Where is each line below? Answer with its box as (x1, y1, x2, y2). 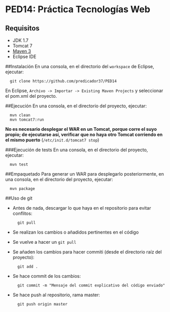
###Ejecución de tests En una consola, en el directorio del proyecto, (5, 147, 148, 153)
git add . (17, 264, 38, 269)
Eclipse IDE (12, 53, 37, 60)
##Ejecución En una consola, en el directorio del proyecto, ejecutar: (5, 103, 147, 109)
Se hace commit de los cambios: (12, 273, 81, 279)
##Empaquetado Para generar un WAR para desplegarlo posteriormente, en (5, 171, 164, 177)
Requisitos (5, 24, 40, 33)
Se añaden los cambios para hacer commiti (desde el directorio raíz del (12, 249, 162, 255)
